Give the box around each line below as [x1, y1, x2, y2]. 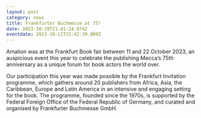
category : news [6, 15, 45, 21]
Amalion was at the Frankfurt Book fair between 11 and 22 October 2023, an [6, 48, 195, 55]
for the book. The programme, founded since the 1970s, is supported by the [6, 92, 195, 99]
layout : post [6, 8, 39, 15]
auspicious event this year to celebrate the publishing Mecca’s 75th [6, 54, 174, 62]
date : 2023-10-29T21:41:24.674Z [6, 25, 88, 32]
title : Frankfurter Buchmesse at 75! [6, 20, 101, 26]
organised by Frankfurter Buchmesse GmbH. [6, 105, 118, 112]
